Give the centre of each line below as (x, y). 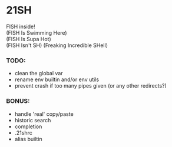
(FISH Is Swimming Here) (37, 32)
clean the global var (39, 73)
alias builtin (28, 139)
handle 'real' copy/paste (44, 114)
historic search (33, 120)
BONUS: (18, 101)
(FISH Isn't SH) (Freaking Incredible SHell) (57, 45)
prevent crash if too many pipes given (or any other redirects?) (90, 86)
